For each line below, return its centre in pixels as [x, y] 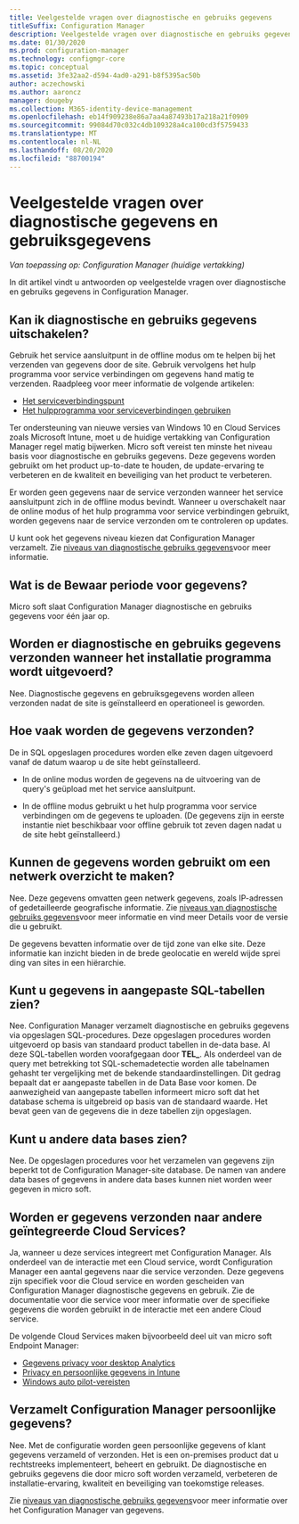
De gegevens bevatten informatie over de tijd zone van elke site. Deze [137, 943]
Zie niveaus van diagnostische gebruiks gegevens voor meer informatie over [149, 1500]
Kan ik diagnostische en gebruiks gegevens [133, 320]
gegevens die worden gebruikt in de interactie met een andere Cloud [135, 1309]
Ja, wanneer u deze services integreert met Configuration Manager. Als [140, 1252]
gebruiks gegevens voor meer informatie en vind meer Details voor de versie [149, 917]
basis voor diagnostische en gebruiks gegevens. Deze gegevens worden [142, 457]
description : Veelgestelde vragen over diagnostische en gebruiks [135, 34]
